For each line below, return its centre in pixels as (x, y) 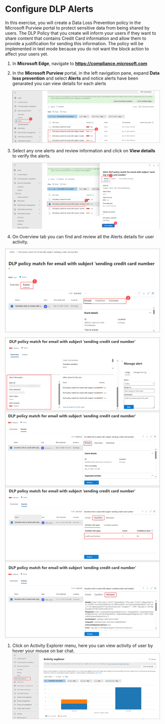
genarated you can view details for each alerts (59, 83)
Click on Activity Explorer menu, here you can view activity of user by (82, 646)
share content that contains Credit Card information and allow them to (76, 38)
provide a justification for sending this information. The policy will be (74, 43)
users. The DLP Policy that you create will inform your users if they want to (81, 33)
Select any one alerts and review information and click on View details (84, 151)
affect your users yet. (27, 54)
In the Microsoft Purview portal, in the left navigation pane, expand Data (86, 73)
